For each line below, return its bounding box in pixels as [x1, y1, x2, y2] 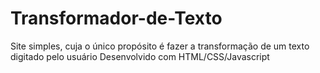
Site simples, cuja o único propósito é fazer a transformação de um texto [10, 40, 310, 52]
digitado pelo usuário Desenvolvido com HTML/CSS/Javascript [10, 50, 270, 62]
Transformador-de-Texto [10, 7, 223, 30]
